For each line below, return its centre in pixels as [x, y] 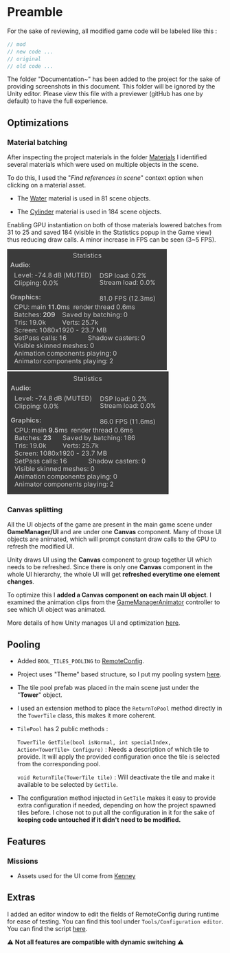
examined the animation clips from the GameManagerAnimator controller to [114, 602]
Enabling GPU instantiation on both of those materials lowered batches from [114, 225]
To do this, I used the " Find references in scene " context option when [105, 178]
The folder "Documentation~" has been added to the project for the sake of [114, 79]
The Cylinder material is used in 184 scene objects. [89, 212]
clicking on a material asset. [47, 185]
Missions [23, 861]
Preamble [35, 12]
